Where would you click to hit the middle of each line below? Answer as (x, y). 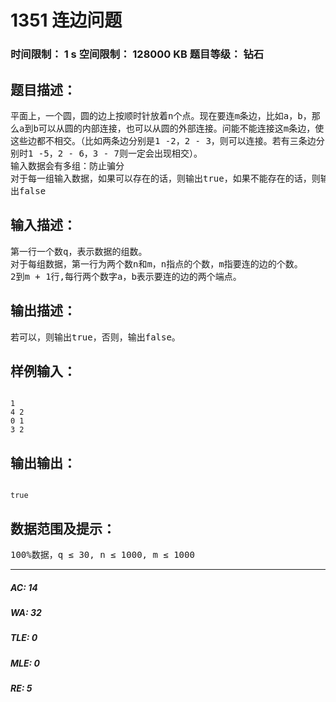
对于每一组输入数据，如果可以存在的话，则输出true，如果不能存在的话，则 (165, 178)
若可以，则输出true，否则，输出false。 (95, 337)
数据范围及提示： (63, 528)
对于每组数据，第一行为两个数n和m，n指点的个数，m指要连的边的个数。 (156, 264)
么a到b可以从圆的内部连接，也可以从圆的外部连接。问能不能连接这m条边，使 (167, 128)
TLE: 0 (24, 638)
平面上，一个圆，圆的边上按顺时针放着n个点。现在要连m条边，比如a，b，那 (165, 115)
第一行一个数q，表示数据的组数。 (79, 251)
